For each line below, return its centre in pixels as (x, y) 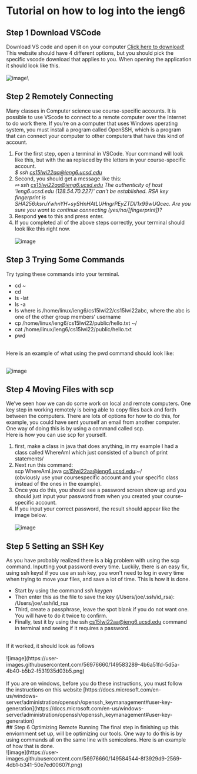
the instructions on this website (44, 690)
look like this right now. (42, 229)
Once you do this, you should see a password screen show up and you (100, 490)
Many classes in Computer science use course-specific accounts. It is (91, 111)
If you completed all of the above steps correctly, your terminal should (100, 222)
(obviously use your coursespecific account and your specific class (96, 477)
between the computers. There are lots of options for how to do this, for (93, 416)
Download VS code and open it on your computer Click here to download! (96, 47)
